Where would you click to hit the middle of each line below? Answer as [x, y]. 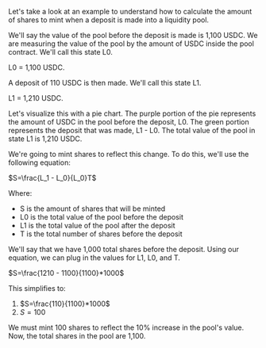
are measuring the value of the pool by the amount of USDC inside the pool [131, 44]
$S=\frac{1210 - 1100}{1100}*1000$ [66, 273]
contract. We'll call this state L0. [61, 52]
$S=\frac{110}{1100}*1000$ [65, 304]
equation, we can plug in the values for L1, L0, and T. [94, 258]
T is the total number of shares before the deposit [101, 234]
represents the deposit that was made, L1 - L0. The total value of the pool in [132, 130]
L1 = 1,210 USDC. [36, 98]
